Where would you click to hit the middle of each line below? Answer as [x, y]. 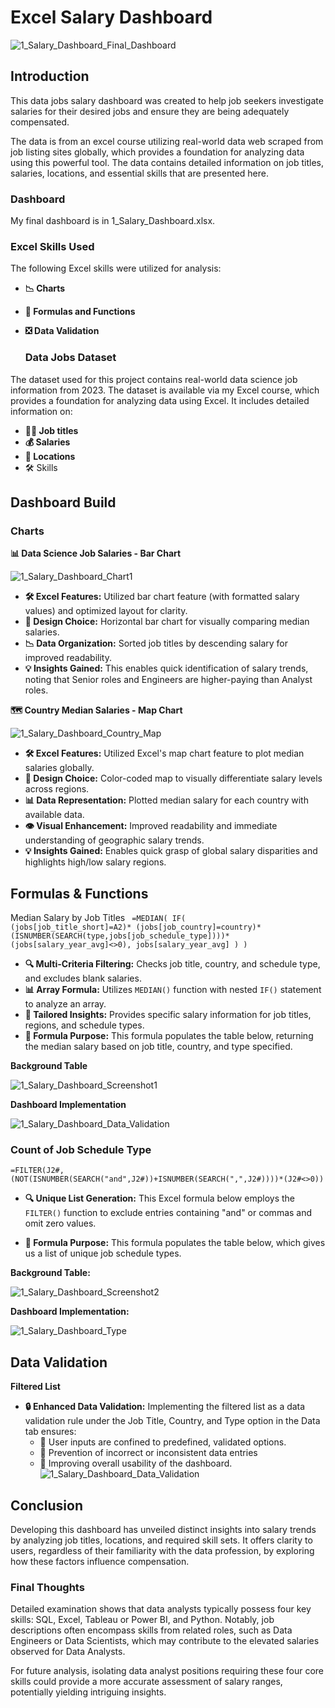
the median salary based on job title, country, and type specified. [158, 1047]
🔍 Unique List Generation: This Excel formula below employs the [159, 1198]
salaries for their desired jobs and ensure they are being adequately [150, 111]
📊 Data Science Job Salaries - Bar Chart [96, 553]
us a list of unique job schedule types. [103, 1253]
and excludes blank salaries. [83, 978]
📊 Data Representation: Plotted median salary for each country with [166, 800]
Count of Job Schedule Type [81, 1150]
